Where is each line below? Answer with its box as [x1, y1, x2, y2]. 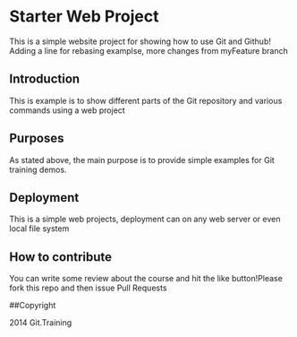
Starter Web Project [9, 6, 159, 27]
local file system [9, 223, 70, 234]
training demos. [9, 164, 67, 175]
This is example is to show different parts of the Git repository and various [9, 95, 283, 106]
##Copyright [9, 300, 56, 311]
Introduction [9, 72, 81, 87]
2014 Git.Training [9, 317, 72, 328]
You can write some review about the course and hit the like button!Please [9, 273, 284, 284]
